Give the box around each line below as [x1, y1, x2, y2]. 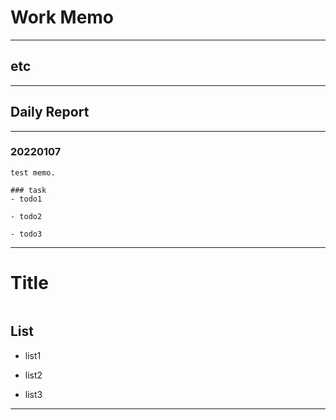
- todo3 [10, 229, 43, 239]
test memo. [10, 167, 56, 178]
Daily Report [10, 104, 90, 121]
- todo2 [10, 211, 43, 221]
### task [10, 185, 47, 195]
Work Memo [10, 6, 115, 29]
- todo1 [10, 194, 43, 204]
